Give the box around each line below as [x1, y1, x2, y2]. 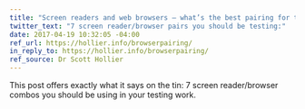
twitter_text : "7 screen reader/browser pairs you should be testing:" [9, 22, 286, 31]
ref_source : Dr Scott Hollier [9, 55, 124, 64]
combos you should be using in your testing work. [9, 89, 197, 100]
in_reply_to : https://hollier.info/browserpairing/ [9, 47, 209, 56]
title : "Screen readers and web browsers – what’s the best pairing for [9, 13, 290, 23]
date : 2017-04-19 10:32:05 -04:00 [9, 30, 141, 39]
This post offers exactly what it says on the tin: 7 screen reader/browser [9, 80, 279, 90]
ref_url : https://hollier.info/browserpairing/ [9, 38, 193, 48]
